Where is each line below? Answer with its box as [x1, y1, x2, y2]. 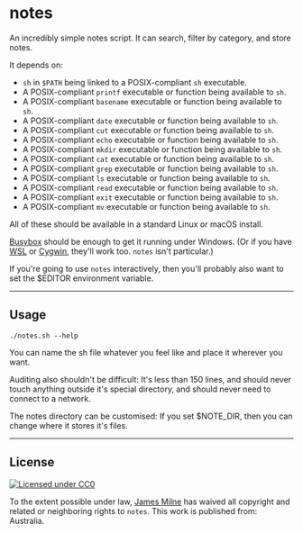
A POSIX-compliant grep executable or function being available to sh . [22, 163, 279, 174]
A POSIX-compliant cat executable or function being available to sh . [22, 153, 275, 164]
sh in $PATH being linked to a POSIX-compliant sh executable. [22, 77, 248, 87]
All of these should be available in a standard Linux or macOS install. [9, 219, 264, 230]
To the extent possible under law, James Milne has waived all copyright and [9, 496, 290, 507]
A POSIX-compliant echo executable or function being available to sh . [22, 134, 279, 145]
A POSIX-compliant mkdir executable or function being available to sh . [22, 143, 282, 155]
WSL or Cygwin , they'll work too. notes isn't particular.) [9, 246, 214, 257]
